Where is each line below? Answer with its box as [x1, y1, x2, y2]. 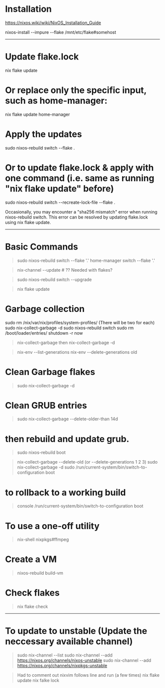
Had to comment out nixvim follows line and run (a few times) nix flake [17, 672, 160, 678]
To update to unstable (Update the [5, 625, 147, 637]
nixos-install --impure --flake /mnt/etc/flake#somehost [5, 29, 116, 35]
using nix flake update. [5, 219, 51, 225]
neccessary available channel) [5, 636, 133, 647]
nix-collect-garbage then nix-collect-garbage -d [17, 340, 115, 345]
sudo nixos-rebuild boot [17, 449, 66, 456]
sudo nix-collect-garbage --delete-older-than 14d [17, 416, 118, 422]
